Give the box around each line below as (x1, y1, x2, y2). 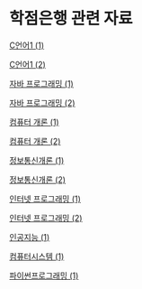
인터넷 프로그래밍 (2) (9, 212, 83, 223)
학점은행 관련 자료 (9, 8, 133, 29)
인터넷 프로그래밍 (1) (9, 193, 81, 204)
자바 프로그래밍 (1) (9, 78, 74, 89)
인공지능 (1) (9, 231, 50, 242)
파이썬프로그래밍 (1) (9, 270, 79, 281)
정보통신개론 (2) (9, 173, 66, 185)
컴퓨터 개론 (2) (9, 135, 61, 146)
